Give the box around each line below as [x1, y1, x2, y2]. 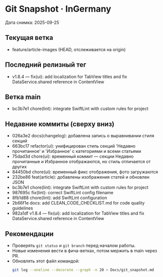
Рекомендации [5, 230, 54, 238]
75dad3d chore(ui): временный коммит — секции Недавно [12, 153, 134, 159]
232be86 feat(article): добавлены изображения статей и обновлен [12, 174, 150, 180]
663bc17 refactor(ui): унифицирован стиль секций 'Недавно [12, 143, 136, 149]
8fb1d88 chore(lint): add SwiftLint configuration [12, 195, 107, 201]
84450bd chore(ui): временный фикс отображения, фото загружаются [12, 169, 158, 175]
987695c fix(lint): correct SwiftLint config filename [12, 190, 113, 196]
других [12, 164, 27, 170]
